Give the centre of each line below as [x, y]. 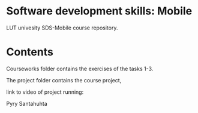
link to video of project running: [45, 92]
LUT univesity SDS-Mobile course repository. [62, 28]
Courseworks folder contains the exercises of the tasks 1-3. [80, 69]
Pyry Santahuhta [27, 103]
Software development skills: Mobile [99, 11]
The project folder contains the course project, [64, 80]
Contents [30, 52]
